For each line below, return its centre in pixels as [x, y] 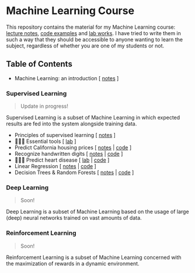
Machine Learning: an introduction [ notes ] [67, 78]
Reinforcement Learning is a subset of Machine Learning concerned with [94, 257]
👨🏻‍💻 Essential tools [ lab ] [45, 141]
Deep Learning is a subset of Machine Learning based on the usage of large [97, 211]
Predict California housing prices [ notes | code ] [73, 148]
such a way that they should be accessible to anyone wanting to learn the [95, 39]
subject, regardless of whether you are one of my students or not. [85, 46]
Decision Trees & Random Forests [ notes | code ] [74, 173]
